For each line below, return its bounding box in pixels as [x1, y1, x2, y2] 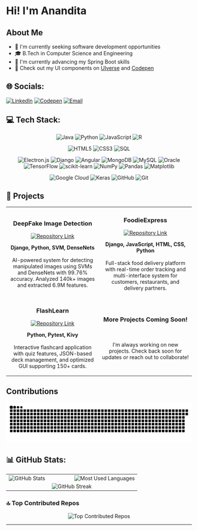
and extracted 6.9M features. [17, 281, 88, 288]
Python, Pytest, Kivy [27, 331, 78, 338]
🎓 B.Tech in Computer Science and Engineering [14, 50, 133, 57]
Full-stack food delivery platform [105, 260, 186, 267]
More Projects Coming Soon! [103, 315, 188, 323]
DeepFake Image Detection [12, 219, 93, 227]
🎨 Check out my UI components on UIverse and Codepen [14, 65, 154, 71]
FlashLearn [36, 306, 70, 314]
